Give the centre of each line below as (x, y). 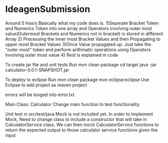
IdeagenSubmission (48, 9)
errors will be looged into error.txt (40, 94)
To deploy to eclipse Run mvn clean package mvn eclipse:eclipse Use (77, 79)
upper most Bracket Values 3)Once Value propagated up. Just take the (78, 44)
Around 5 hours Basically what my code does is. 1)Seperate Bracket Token (82, 23)
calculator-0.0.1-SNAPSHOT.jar (37, 70)
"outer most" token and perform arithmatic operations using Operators (78, 49)
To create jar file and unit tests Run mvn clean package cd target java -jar (81, 64)
